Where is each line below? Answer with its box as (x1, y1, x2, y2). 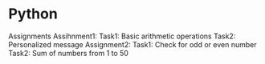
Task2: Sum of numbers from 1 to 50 (8, 48, 128, 58)
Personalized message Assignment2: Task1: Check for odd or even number (8, 39, 257, 49)
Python (8, 5, 58, 23)
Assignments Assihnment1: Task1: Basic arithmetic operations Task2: (8, 31, 236, 41)
